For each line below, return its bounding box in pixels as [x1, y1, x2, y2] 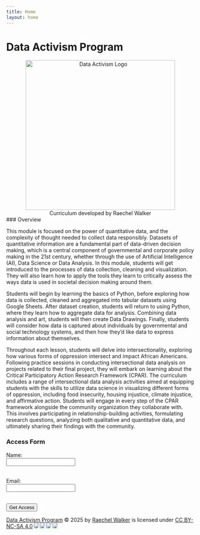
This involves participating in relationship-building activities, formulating [6, 410, 183, 417]
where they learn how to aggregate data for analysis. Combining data [6, 309, 177, 316]
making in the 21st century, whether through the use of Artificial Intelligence [6, 253, 193, 261]
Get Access [9, 504, 35, 510]
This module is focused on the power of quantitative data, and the [6, 228, 168, 235]
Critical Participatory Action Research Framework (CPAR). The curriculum [6, 372, 187, 379]
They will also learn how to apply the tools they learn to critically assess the [6, 272, 192, 279]
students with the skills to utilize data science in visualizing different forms [6, 385, 189, 392]
